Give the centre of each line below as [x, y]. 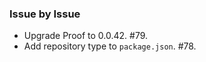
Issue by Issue [45, 14]
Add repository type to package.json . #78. [110, 46]
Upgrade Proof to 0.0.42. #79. [86, 36]
